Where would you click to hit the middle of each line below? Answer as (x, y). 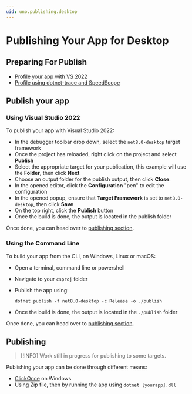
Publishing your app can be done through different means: (77, 367)
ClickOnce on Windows (43, 379)
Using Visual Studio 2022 (43, 117)
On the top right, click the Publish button (64, 211)
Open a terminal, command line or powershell (70, 267)
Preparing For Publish (46, 62)
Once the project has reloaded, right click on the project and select (96, 154)
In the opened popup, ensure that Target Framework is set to (89, 198)
